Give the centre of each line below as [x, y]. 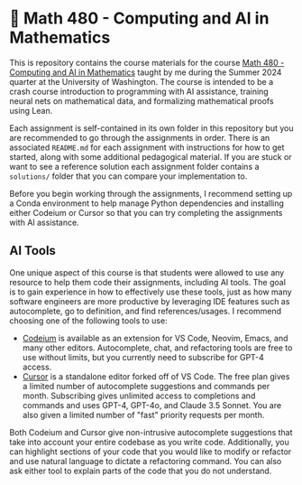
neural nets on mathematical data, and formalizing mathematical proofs [142, 101]
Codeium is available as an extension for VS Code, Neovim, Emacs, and [155, 338]
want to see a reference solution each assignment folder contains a [134, 166]
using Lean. [31, 110]
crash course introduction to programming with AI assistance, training [139, 91]
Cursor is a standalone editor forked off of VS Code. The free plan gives [156, 376]
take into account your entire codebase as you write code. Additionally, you [150, 442]
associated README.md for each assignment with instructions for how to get [147, 147]
